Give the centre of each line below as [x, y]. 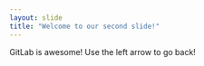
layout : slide [36, 18]
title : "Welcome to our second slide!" [85, 26]
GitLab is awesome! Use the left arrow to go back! [103, 52]
